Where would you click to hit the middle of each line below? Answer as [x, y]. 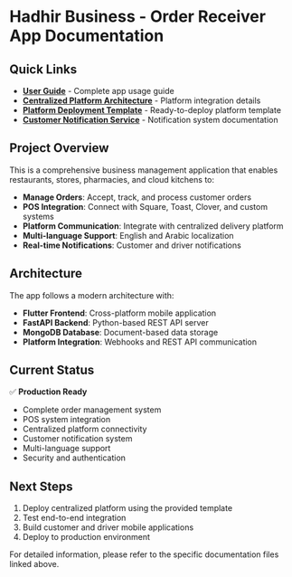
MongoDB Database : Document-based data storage [120, 332]
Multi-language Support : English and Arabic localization [128, 235]
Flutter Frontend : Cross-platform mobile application [119, 313]
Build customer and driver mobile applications [108, 527]
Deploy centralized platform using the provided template [127, 508]
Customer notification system [77, 439]
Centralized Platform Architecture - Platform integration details [141, 100]
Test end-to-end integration [74, 518]
